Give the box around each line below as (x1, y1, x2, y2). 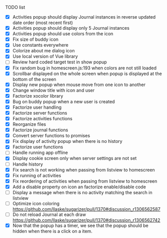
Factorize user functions (12, 144, 63, 150)
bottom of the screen (12, 76, 56, 82)
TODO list (5, 5, 25, 10)
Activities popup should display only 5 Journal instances (12, 25, 130, 31)
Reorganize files (12, 121, 46, 127)
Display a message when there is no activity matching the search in (12, 189, 152, 195)
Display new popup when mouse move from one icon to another (12, 82, 146, 88)
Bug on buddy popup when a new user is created (12, 98, 115, 105)
